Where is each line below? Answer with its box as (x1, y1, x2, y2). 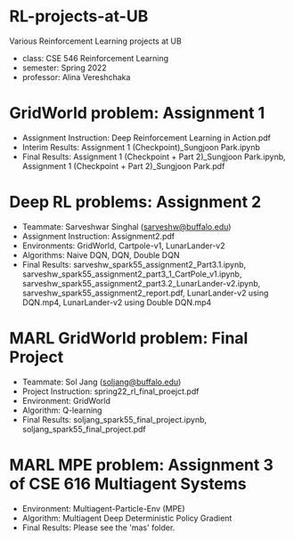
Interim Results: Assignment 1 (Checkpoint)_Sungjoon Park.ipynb (21, 141, 261, 152)
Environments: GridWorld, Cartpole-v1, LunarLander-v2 (21, 240, 225, 251)
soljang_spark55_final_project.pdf (21, 423, 147, 434)
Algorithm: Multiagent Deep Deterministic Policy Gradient (21, 512, 233, 523)
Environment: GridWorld (21, 395, 111, 406)
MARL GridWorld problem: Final (9, 328, 249, 348)
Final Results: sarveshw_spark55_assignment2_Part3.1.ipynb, (21, 259, 247, 270)
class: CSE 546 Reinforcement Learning (21, 52, 169, 63)
